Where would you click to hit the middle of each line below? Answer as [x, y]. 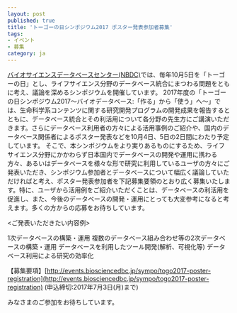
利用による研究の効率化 [60, 256]
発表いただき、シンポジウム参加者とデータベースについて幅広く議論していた [118, 172]
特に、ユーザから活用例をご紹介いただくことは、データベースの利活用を [124, 190]
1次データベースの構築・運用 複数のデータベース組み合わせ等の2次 [104, 238]
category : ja [27, 54]
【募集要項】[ [27, 270]
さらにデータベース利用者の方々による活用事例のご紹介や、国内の [127, 128]
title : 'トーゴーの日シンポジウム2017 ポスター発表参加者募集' [90, 27]
